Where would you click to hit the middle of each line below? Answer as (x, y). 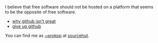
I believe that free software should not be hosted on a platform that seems (79, 7)
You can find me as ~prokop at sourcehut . (47, 36)
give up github (26, 26)
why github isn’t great (34, 21)
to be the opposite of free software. (41, 12)
